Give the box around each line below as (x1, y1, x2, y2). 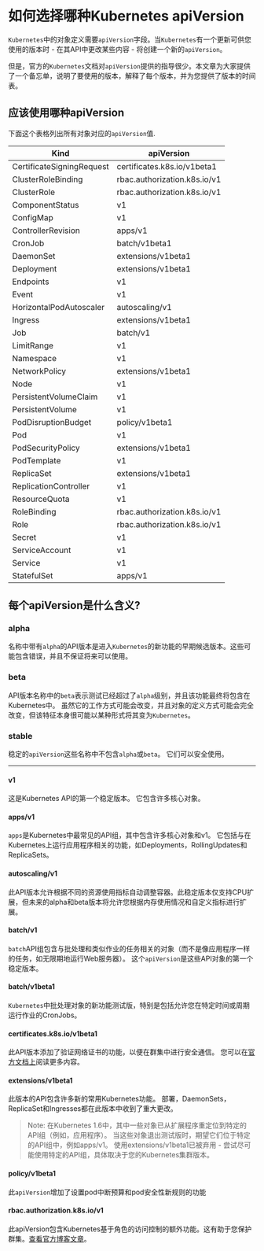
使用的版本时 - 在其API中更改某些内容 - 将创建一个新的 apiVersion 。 (8, 44, 227, 54)
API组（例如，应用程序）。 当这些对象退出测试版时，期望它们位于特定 (27, 1131, 251, 1140)
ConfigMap (12, 212, 53, 223)
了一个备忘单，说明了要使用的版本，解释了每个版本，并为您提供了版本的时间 (8, 71, 256, 80)
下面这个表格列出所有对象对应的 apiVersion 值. (8, 128, 156, 138)
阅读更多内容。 (35, 1057, 84, 1067)
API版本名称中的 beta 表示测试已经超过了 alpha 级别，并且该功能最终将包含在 (8, 690, 251, 700)
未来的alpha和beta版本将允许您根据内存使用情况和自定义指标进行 (28, 897, 240, 906)
